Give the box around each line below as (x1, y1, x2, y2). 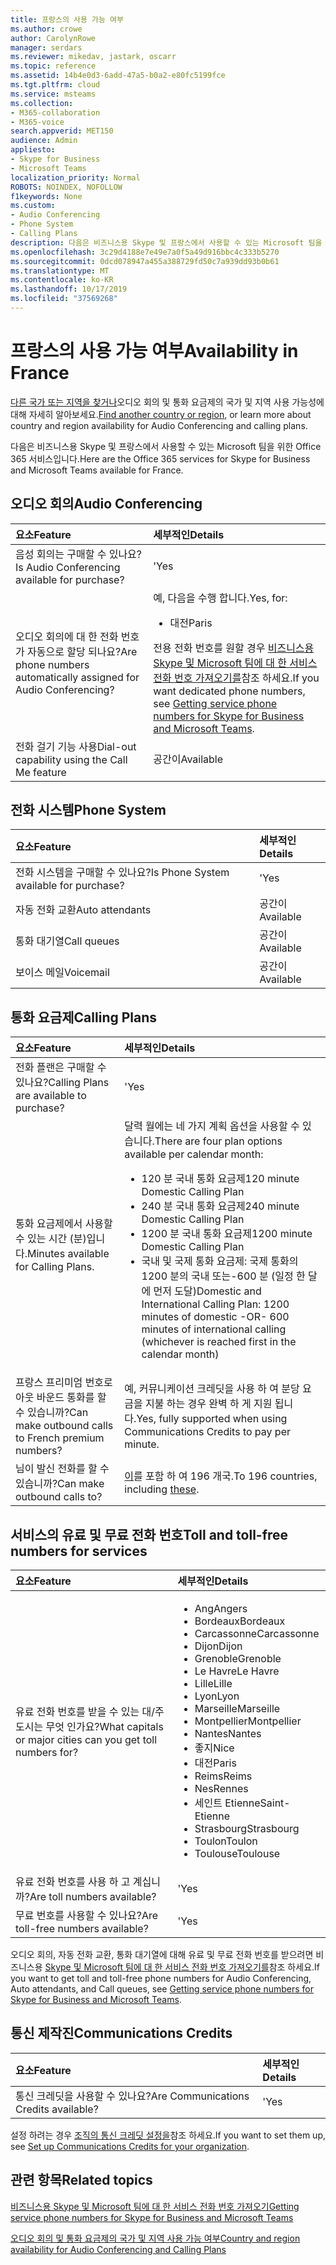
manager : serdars (10, 42, 83, 53)
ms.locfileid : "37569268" (10, 294, 118, 304)
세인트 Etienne (194, 1796, 261, 1810)
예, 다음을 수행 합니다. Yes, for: (153, 591, 288, 605)
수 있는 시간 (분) (15, 1232, 87, 1246)
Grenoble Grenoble (194, 1652, 282, 1666)
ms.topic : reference (10, 61, 97, 71)
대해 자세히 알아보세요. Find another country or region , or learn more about (10, 408, 312, 420)
